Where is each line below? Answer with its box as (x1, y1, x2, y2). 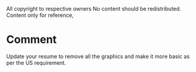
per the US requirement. (6, 59, 66, 66)
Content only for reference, (6, 11, 74, 19)
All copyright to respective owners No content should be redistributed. (6, 5, 182, 12)
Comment (6, 33, 57, 47)
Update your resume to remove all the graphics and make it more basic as (6, 53, 190, 60)
